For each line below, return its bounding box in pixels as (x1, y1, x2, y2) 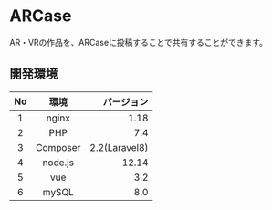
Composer (36, 141, 81, 153)
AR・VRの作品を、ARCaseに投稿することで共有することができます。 (9, 37, 267, 47)
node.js (42, 156, 75, 169)
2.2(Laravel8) (89, 141, 149, 153)
